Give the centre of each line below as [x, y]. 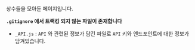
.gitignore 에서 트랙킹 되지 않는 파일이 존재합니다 [64, 21]
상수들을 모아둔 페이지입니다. [40, 9]
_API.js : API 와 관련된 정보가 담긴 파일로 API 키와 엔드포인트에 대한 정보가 [102, 34]
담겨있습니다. [30, 41]
